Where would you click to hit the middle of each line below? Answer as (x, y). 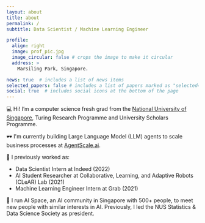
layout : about (24, 12)
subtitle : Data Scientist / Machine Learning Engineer (77, 29)
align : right (28, 46)
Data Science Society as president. (50, 214)
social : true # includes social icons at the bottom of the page (92, 91)
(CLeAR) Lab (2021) (40, 182)
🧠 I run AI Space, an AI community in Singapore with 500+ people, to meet (100, 200)
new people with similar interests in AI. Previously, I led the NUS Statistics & (101, 207)
